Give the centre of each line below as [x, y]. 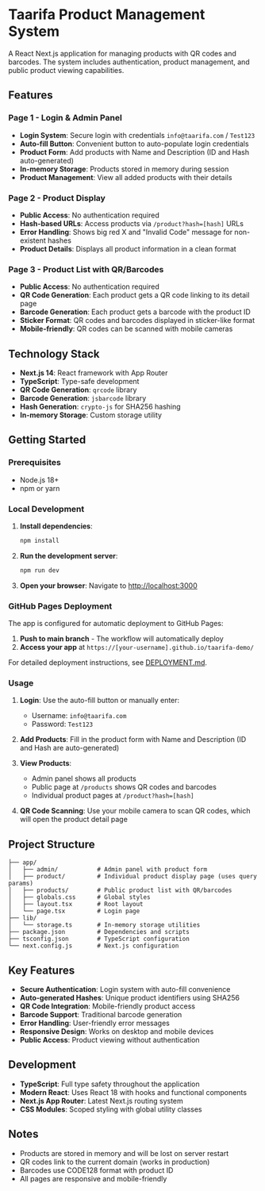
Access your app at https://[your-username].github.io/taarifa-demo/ [136, 647]
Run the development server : [69, 555]
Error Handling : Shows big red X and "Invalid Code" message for [126, 232]
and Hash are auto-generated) [69, 748]
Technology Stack [54, 353]
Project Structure [52, 844]
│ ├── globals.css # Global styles [79, 897]
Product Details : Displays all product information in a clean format [128, 248]
